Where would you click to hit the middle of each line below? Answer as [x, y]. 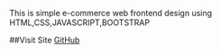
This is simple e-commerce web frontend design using [111, 13]
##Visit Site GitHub [45, 40]
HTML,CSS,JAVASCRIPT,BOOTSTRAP [80, 22]
